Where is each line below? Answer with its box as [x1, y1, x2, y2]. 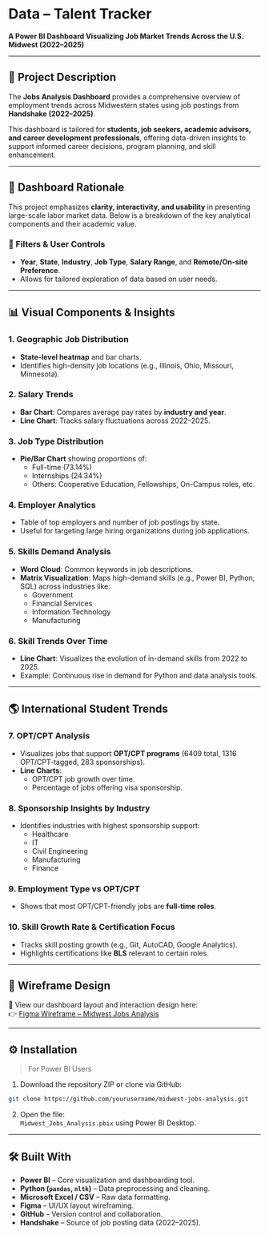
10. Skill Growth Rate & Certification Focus [8, 922, 175, 933]
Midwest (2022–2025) [8, 39, 85, 49]
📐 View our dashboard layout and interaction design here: [8, 1000, 199, 1010]
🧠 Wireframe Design [8, 979, 110, 992]
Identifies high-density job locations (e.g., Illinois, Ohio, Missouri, [19, 360, 235, 370]
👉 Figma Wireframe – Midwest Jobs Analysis [8, 1009, 159, 1019]
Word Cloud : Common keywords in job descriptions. [19, 564, 194, 573]
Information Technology [31, 606, 111, 617]
